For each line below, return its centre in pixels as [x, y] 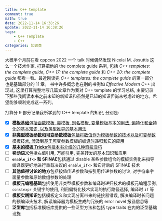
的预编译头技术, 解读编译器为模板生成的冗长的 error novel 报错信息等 [80, 202]
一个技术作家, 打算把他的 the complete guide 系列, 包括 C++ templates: [80, 66]
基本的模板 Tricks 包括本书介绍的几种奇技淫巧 [57, 147]
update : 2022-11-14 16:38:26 [34, 28]
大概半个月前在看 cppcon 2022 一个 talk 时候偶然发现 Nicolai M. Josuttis [77, 60]
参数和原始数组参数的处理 [46, 177]
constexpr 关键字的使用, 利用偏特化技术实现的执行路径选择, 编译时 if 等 [83, 190]
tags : [10, 32]
